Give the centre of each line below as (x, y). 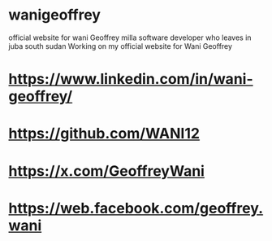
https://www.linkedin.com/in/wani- (131, 79)
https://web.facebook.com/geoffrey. (136, 208)
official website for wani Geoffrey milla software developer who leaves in (130, 37)
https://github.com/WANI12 (104, 134)
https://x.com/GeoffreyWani (107, 171)
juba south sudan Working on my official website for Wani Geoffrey (121, 46)
